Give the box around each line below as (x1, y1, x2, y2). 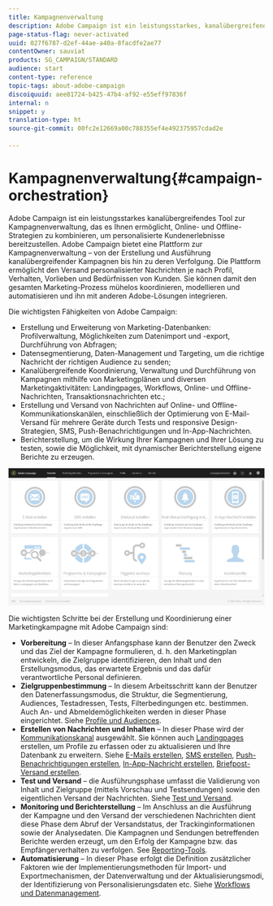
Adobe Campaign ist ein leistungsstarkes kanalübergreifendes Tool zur (8, 213, 246, 223)
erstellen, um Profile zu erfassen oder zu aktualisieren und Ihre (19, 742, 231, 752)
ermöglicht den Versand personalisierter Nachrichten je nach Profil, (8, 265, 234, 275)
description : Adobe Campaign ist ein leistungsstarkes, (8, 21, 201, 30)
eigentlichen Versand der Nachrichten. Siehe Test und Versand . (19, 793, 233, 804)
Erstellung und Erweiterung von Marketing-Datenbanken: (19, 322, 211, 332)
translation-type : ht (8, 116, 82, 124)
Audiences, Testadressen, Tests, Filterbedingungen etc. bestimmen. (19, 699, 249, 709)
